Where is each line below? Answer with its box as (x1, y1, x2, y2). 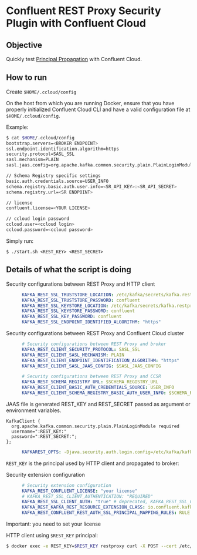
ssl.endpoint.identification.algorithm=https (6, 146, 119, 152)
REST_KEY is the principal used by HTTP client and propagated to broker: (6, 460, 179, 467)
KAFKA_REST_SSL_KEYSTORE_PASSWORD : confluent (21, 308, 135, 314)
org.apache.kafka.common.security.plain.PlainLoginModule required (11, 423, 180, 429)
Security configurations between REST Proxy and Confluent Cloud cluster (6, 330, 185, 336)
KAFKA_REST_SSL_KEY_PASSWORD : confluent (21, 313, 122, 320)
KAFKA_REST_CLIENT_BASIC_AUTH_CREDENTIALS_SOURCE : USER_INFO (21, 385, 175, 390)
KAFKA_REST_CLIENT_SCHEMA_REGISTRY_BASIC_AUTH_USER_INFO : (21, 390, 167, 396)
